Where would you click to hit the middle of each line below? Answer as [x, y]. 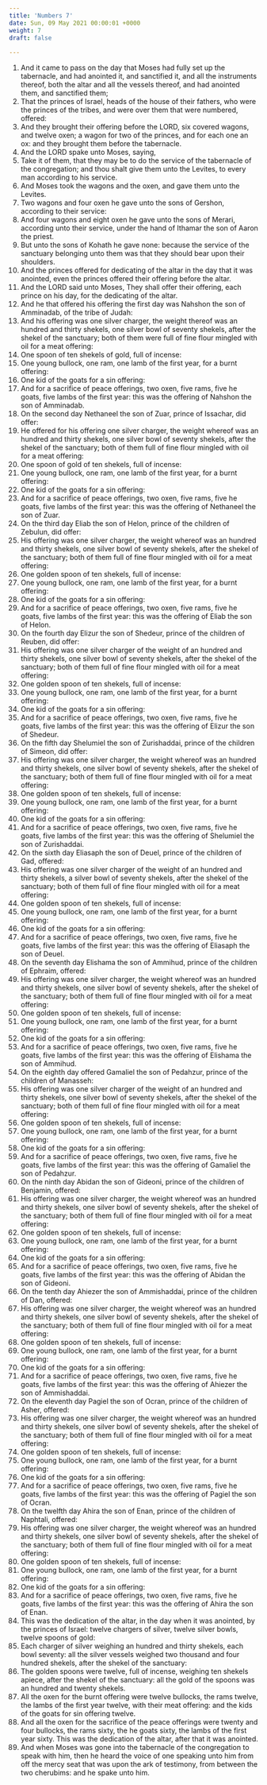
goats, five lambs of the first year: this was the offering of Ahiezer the [134, 1385]
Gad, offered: [42, 861]
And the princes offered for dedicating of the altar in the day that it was [136, 270]
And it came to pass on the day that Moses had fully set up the [122, 68]
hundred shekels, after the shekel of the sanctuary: [104, 1663]
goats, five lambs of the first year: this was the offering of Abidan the [133, 1275]
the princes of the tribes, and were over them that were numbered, [129, 110]
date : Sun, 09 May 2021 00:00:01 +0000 [75, 23]
